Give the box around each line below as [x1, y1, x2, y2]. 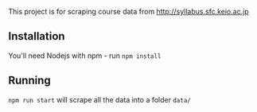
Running [8, 74, 52, 87]
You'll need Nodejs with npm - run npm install [8, 51, 162, 60]
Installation [8, 29, 65, 43]
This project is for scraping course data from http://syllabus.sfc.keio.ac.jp [8, 7, 249, 16]
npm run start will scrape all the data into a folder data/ [8, 95, 191, 104]
